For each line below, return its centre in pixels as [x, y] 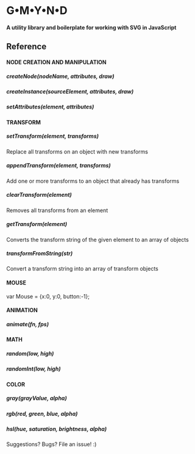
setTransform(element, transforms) [53, 136]
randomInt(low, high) [34, 369]
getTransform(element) [37, 224]
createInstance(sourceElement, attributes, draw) [70, 91]
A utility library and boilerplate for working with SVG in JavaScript [91, 27]
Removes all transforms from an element [57, 210]
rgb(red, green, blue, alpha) [42, 413]
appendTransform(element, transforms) [58, 166]
